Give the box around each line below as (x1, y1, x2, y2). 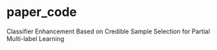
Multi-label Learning (6, 34, 65, 42)
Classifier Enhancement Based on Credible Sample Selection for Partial (6, 27, 210, 35)
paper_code (6, 4, 77, 20)
